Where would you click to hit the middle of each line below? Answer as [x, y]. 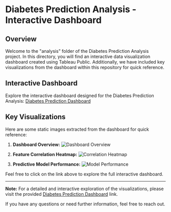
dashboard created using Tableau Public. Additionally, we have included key [85, 62]
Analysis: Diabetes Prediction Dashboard [48, 101]
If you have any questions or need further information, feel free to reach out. [85, 204]
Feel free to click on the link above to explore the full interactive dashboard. [84, 174]
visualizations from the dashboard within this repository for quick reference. [85, 67]
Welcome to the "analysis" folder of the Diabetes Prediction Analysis [77, 51]
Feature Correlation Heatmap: [45, 154]
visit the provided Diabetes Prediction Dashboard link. [62, 194]
